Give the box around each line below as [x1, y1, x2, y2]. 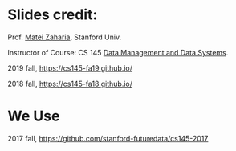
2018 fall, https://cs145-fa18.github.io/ [7, 79, 133, 88]
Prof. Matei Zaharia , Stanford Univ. [7, 32, 122, 42]
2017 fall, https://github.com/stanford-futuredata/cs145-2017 [7, 133, 209, 143]
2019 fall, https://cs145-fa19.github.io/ [7, 63, 133, 73]
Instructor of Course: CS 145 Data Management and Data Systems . [7, 47, 229, 57]
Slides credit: [7, 6, 98, 24]
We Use [7, 107, 60, 125]
